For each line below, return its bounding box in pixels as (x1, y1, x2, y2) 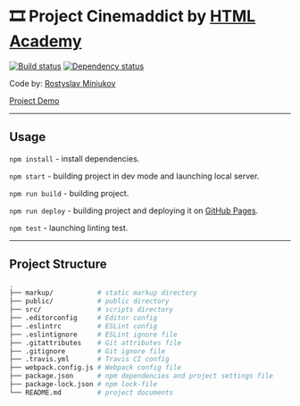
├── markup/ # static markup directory (9, 288, 198, 298)
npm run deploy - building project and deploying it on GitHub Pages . (9, 205, 259, 216)
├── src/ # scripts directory (9, 305, 174, 314)
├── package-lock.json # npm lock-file (9, 380, 158, 389)
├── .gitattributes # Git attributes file (9, 338, 181, 347)
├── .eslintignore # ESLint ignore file (9, 330, 178, 339)
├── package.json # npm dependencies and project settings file (9, 371, 274, 381)
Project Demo (9, 95, 60, 106)
